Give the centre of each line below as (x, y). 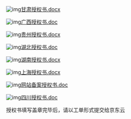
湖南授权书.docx (41, 59)
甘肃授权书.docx (41, 9)
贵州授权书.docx (41, 34)
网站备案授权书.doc (45, 85)
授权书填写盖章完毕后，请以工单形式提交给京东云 (65, 110)
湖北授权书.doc (39, 47)
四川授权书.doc (39, 97)
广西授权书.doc (39, 22)
